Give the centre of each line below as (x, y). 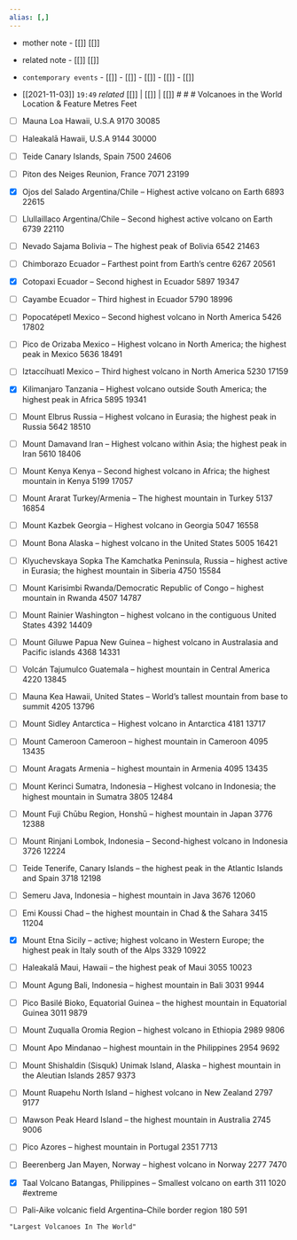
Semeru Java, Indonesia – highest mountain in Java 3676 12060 (139, 895)
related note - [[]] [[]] (60, 59)
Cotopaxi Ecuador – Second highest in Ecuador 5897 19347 (130, 282)
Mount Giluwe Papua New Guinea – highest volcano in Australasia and (150, 643)
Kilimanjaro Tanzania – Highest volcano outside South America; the (145, 389)
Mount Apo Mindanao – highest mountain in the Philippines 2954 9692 (151, 1048)
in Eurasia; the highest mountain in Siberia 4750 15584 (121, 570)
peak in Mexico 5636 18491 (72, 355)
